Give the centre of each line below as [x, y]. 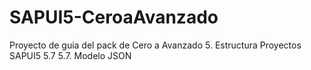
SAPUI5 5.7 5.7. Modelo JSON [70, 55]
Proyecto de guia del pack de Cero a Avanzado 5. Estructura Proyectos [155, 45]
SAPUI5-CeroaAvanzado [114, 17]
